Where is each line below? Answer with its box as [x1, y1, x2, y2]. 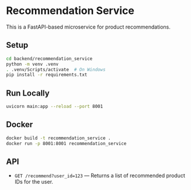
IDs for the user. [14, 178, 54, 185]
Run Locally [6, 88, 50, 98]
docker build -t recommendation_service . [6, 135, 111, 141]
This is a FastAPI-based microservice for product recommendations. [6, 23, 171, 30]
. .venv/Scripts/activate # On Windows [6, 66, 106, 72]
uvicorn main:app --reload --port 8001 [6, 104, 103, 110]
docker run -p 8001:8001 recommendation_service [6, 140, 127, 146]
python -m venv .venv [6, 61, 59, 67]
